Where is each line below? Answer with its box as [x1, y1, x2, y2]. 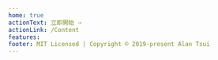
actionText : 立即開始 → [8, 19, 81, 26]
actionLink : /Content [8, 26, 80, 34]
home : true [8, 11, 44, 19]
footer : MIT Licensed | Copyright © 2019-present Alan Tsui [8, 41, 211, 48]
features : [8, 33, 41, 41]
